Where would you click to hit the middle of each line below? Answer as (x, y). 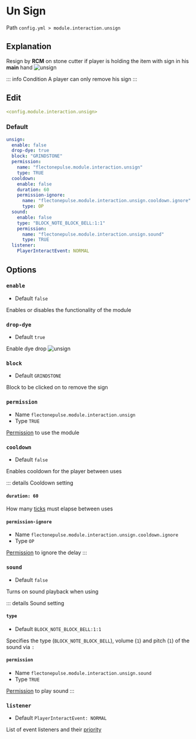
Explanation (29, 46)
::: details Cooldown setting (40, 483)
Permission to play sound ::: (40, 691)
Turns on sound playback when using (52, 591)
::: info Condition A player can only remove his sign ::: (72, 79)
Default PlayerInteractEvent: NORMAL (61, 718)
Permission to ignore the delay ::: (47, 552)
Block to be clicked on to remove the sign (57, 387)
